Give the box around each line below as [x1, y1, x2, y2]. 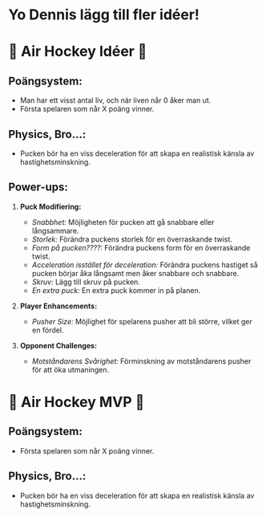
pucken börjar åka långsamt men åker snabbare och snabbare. [31, 268, 240, 278]
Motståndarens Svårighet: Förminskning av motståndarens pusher [31, 356, 252, 366]
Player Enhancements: [19, 301, 98, 311]
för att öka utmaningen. [31, 364, 110, 374]
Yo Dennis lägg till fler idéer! [8, 6, 200, 24]
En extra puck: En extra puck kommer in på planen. [31, 285, 201, 295]
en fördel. [31, 325, 64, 335]
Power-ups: [8, 181, 68, 194]
